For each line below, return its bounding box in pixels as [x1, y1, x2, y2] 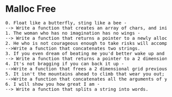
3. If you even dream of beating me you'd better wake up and [5, 51, 165, 56]
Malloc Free [5, 3, 56, 15]
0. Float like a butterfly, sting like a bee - [5, 20, 127, 26]
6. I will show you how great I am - [5, 81, 100, 87]
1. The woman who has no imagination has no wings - [5, 30, 141, 36]
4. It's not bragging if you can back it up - [5, 61, 124, 66]
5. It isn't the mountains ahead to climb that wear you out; [5, 71, 165, 77]
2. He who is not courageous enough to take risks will [5, 40, 148, 46]
